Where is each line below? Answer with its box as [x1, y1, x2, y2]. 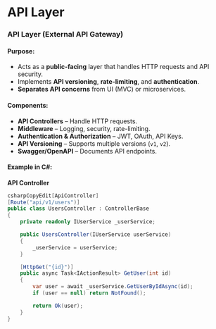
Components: [7, 101, 49, 109]
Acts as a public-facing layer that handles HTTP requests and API [17, 63, 210, 71]
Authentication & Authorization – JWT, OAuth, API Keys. [17, 132, 184, 140]
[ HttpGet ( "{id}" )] [20, 263, 74, 271]
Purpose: [7, 46, 35, 55]
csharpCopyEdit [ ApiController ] [7, 192, 99, 199]
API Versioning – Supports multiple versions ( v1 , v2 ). [17, 139, 171, 148]
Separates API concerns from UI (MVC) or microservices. [17, 85, 186, 94]
